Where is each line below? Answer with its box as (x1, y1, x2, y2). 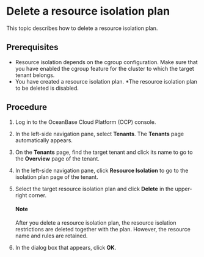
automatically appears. (15, 136, 73, 144)
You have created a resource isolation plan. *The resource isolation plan (15, 78, 197, 85)
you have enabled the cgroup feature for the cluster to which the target (15, 65, 194, 72)
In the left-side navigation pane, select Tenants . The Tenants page (15, 130, 184, 137)
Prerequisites (6, 42, 59, 52)
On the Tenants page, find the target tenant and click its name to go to (15, 148, 193, 156)
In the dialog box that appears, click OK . (15, 244, 117, 251)
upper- (175, 185, 192, 192)
